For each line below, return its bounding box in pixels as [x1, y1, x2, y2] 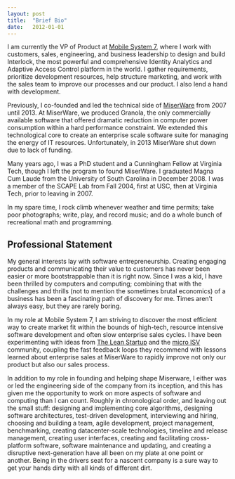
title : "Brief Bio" [7, 17, 68, 24]
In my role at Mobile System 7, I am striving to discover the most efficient [7, 316, 217, 324]
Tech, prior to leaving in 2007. [7, 189, 93, 198]
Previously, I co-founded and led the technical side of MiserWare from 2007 [7, 101, 227, 110]
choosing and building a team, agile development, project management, [7, 419, 215, 428]
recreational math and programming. [7, 218, 114, 226]
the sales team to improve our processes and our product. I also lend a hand [7, 80, 228, 89]
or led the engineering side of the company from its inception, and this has [7, 381, 223, 390]
